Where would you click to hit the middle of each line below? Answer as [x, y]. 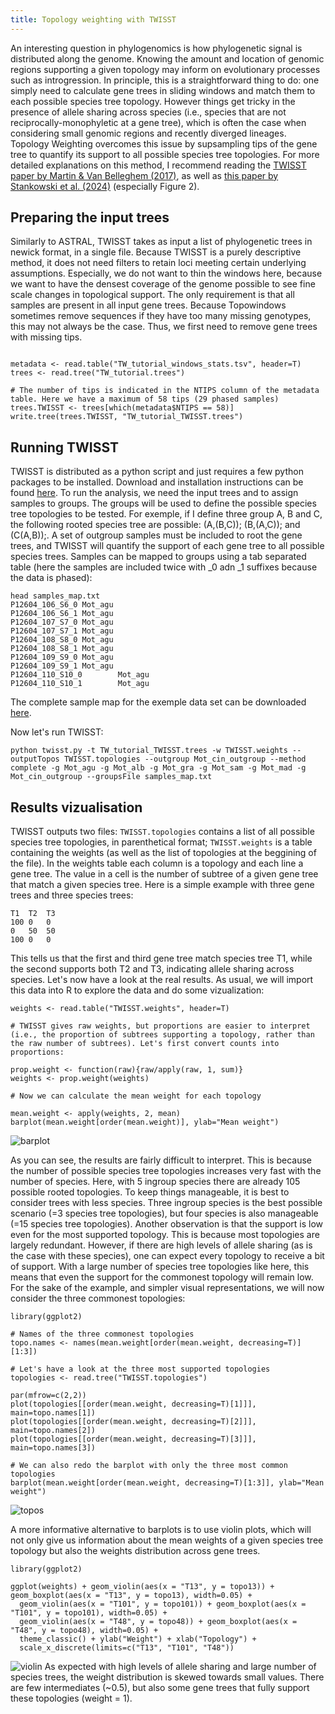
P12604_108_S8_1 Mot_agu [62, 649]
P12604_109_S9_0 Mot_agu [62, 657]
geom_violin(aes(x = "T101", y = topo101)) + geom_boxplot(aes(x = [163, 1604]
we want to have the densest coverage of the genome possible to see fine [163, 284]
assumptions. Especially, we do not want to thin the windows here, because [166, 273]
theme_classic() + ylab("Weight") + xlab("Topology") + [138, 1639]
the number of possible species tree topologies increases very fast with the [166, 1171]
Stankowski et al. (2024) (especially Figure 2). [105, 186]
